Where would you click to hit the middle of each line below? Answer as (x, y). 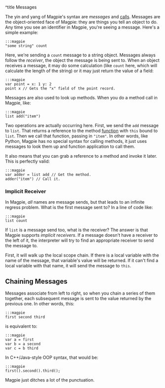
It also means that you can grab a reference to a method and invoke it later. (81, 156)
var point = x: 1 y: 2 (28, 84)
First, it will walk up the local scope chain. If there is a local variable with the (82, 255)
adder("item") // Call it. (33, 179)
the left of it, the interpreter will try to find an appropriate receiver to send (80, 240)
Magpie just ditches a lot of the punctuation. (50, 380)
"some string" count (26, 46)
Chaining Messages (36, 281)
